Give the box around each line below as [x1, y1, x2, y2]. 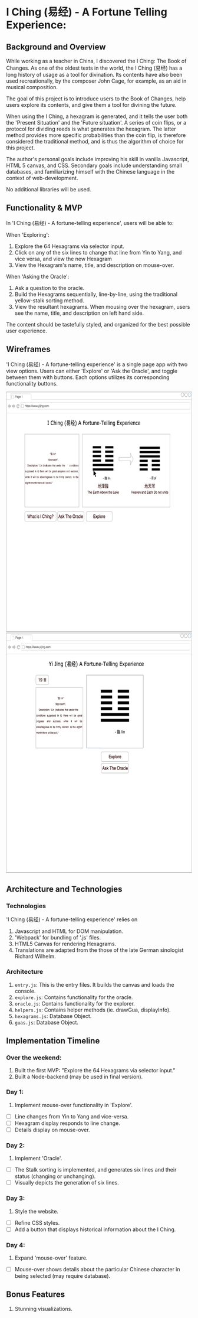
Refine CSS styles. [14, 1219, 60, 1226]
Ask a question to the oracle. [14, 284, 85, 291]
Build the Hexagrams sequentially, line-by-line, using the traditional [14, 291, 178, 298]
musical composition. [6, 84, 58, 90]
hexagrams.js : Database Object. [14, 1012, 92, 1019]
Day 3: [6, 1194, 25, 1202]
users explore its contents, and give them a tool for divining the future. [6, 102, 177, 108]
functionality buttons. [6, 380, 58, 387]
